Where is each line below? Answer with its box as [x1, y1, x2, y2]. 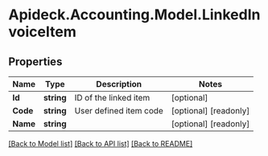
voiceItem [8, 23, 76, 41]
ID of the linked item [74, 92, 150, 103]
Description [96, 79, 142, 89]
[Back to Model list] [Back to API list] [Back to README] [8, 139, 193, 148]
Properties [8, 55, 63, 68]
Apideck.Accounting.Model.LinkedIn [8, 6, 261, 24]
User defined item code [74, 105, 163, 116]
